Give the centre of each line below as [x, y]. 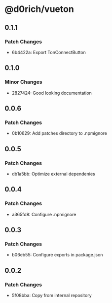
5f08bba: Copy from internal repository [52, 295]
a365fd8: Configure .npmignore [44, 214]
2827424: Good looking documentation [52, 93]
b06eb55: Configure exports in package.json [57, 255]
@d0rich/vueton [39, 9]
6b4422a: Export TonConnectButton [49, 52]
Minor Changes [23, 82]
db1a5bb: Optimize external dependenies [53, 174]
